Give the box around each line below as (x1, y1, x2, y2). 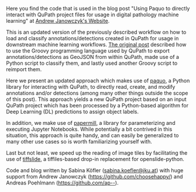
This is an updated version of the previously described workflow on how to (6, 29, 187, 36)
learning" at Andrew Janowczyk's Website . (6, 18, 110, 24)
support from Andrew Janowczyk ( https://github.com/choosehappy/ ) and (6, 173, 183, 180)
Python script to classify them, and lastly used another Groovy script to (6, 60, 178, 67)
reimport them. (6, 66, 42, 72)
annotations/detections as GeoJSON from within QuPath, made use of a (6, 54, 180, 60)
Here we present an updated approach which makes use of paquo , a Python (6, 77, 190, 84)
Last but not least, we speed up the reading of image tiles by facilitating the (6, 149, 188, 156)
